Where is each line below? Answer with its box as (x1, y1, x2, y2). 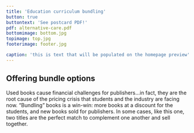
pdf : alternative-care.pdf (6, 25, 72, 31)
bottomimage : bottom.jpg (6, 30, 67, 36)
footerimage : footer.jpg (6, 42, 67, 47)
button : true (6, 14, 38, 20)
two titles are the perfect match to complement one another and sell (6, 114, 171, 121)
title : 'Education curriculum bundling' (6, 8, 107, 15)
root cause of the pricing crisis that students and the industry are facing (6, 95, 180, 103)
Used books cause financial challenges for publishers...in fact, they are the (6, 89, 187, 96)
